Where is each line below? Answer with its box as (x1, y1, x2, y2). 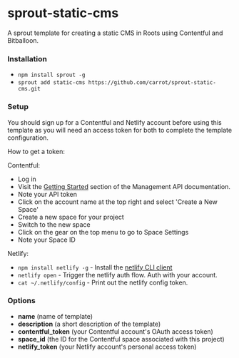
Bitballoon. (7, 36, 39, 44)
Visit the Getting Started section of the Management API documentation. (17, 182, 230, 190)
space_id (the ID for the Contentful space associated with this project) (17, 334, 225, 343)
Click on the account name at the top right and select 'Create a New (17, 198, 218, 206)
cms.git (17, 86, 41, 93)
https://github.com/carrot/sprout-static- (88, 79, 216, 86)
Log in (17, 175, 37, 183)
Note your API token (17, 190, 77, 198)
